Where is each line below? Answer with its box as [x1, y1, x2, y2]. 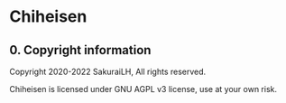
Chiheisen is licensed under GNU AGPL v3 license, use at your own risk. [9, 84, 278, 94]
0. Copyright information [9, 42, 152, 58]
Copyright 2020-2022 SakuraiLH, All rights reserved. [9, 66, 207, 77]
